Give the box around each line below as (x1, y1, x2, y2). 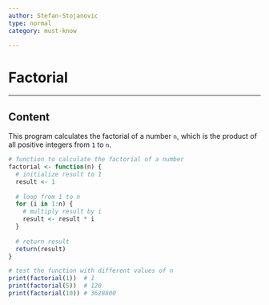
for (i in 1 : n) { (15, 200, 74, 209)
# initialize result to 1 (15, 170, 102, 178)
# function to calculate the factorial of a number (8, 156, 184, 164)
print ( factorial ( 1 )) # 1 (8, 274, 94, 283)
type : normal (8, 19, 52, 27)
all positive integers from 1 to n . (8, 140, 112, 149)
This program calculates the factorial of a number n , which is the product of (8, 132, 258, 141)
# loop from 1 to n (15, 193, 81, 201)
